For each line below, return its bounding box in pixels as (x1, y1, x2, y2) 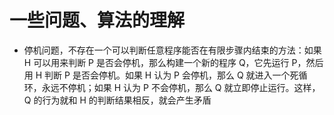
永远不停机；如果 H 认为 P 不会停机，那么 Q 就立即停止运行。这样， (41, 81, 321, 93)
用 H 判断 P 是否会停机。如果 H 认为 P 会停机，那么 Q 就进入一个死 (23, 69, 299, 81)
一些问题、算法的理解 (9, 9, 186, 32)
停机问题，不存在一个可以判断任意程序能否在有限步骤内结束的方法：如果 (23, 44, 322, 56)
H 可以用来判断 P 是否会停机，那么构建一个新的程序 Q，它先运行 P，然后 (23, 56, 324, 68)
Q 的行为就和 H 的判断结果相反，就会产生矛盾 (23, 94, 212, 106)
